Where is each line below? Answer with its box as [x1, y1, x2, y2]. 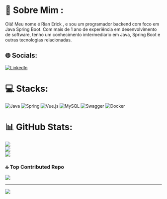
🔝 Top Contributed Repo [5, 163, 65, 170]
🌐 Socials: [5, 51, 38, 60]
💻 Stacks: [5, 83, 49, 94]
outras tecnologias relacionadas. [5, 37, 72, 43]
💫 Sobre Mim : [5, 4, 64, 16]
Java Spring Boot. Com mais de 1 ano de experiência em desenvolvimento [5, 26, 157, 32]
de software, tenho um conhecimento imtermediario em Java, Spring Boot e [5, 31, 161, 37]
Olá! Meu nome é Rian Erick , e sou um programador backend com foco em [5, 21, 160, 27]
